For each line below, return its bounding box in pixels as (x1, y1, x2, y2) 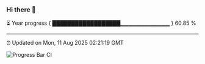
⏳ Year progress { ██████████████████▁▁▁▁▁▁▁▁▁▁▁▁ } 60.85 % (6, 19, 196, 27)
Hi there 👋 (6, 5, 37, 14)
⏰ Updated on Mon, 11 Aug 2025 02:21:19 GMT (6, 39, 124, 46)
